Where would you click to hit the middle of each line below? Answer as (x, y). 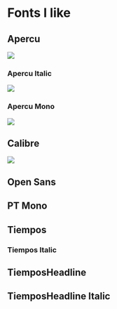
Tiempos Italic (32, 249)
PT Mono (27, 206)
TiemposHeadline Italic (59, 296)
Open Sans (32, 182)
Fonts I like (39, 13)
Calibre (23, 143)
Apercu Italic (30, 73)
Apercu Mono (31, 107)
